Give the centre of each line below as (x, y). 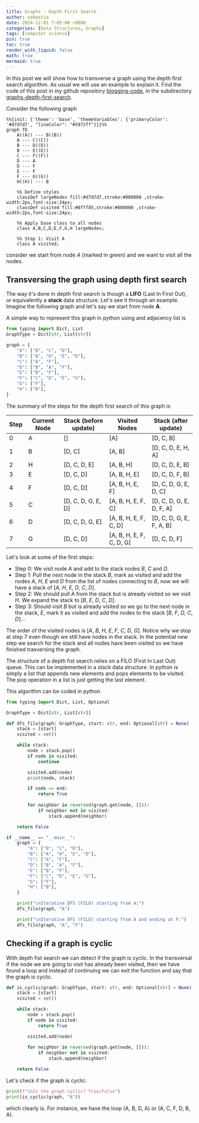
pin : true (18, 39)
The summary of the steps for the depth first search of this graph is (88, 406)
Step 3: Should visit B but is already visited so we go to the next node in (102, 606)
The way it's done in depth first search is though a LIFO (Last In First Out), (97, 294)
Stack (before (84, 420)
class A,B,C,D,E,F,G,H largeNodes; (61, 228)
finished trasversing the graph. (44, 649)
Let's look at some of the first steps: (50, 557)
